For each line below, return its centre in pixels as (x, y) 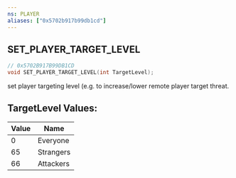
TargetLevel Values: (53, 109)
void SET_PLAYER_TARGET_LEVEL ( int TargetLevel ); (81, 73)
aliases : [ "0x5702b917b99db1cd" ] (57, 21)
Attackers (54, 163)
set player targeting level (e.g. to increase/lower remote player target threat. (118, 86)
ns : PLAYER (23, 14)
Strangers (54, 152)
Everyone (54, 140)
